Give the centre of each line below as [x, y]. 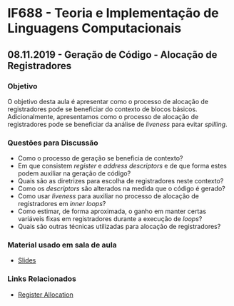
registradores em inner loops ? [62, 204]
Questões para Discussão [53, 143]
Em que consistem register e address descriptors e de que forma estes [122, 166]
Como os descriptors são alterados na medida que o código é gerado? [122, 189]
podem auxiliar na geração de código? [74, 173]
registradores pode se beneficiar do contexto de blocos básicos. [102, 109]
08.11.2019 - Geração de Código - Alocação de [112, 55]
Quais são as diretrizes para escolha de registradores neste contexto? [121, 181]
